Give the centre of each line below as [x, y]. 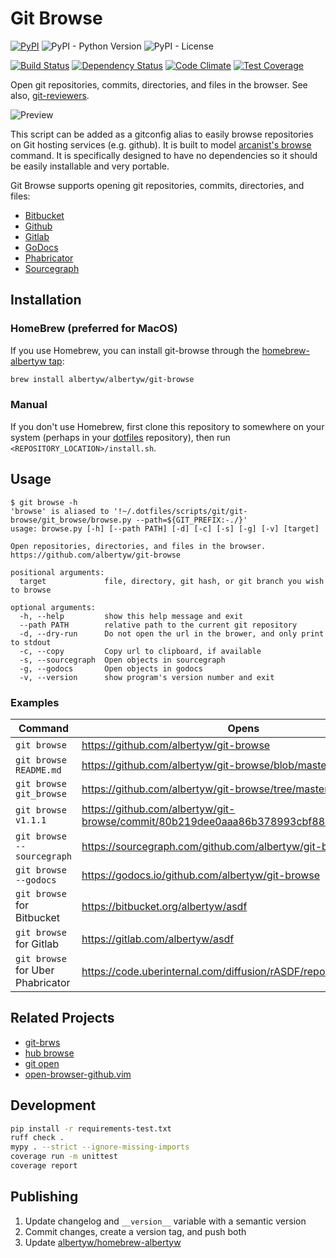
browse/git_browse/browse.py [71, 520]
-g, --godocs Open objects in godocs [111, 668]
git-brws [42, 1042]
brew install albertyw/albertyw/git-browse [102, 379]
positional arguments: [57, 572]
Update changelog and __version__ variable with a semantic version [165, 1221]
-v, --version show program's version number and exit [147, 677]
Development [53, 1105]
